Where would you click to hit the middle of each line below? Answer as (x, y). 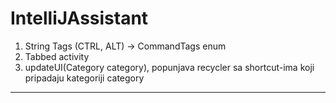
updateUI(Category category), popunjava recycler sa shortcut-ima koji (169, 67)
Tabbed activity (57, 56)
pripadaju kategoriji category (84, 78)
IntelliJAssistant (79, 18)
